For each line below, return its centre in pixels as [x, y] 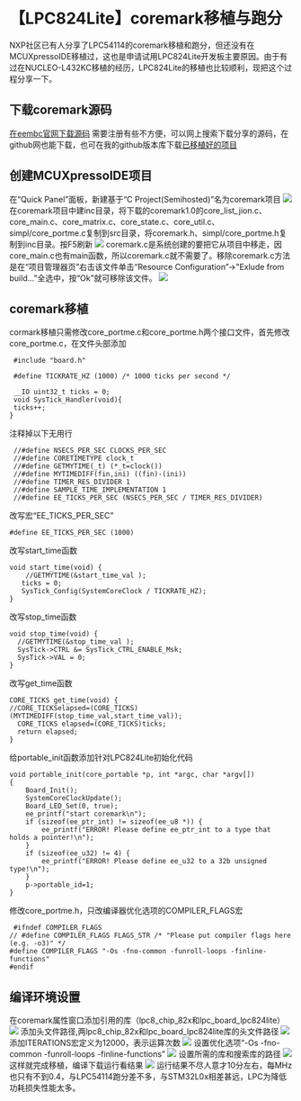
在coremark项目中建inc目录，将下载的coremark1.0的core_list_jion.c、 [138, 210]
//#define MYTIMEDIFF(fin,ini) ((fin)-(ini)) [100, 474]
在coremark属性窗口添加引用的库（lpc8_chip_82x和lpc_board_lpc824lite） [147, 1020]
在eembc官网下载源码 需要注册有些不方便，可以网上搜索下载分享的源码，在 [149, 133]
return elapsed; [48, 732]
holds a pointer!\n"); [52, 838]
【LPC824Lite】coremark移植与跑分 [146, 18]
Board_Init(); [52, 790]
